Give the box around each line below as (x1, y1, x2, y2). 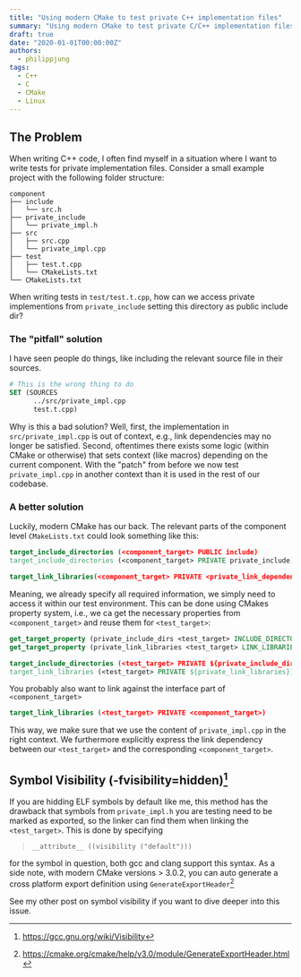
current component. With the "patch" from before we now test (9, 459, 239, 470)
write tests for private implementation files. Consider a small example (9, 163, 264, 174)
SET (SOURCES (9, 389, 58, 398)
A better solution (9, 501, 84, 513)
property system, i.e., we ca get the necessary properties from (9, 607, 241, 618)
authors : (9, 47, 42, 56)
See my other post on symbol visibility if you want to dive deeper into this (9, 896, 280, 906)
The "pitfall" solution (9, 333, 103, 346)
